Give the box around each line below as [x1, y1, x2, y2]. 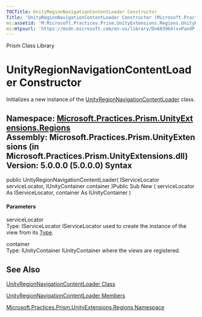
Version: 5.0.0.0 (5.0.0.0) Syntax [6, 160, 132, 170]
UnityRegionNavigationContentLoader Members [6, 292, 126, 300]
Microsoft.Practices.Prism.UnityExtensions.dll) [6, 151, 188, 161]
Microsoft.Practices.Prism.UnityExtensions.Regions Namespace [6, 304, 165, 311]
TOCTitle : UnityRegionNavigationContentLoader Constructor [6, 8, 158, 15]
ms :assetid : [6, 20, 36, 26]
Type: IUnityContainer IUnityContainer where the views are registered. [6, 247, 180, 254]
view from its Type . [6, 229, 54, 236]
